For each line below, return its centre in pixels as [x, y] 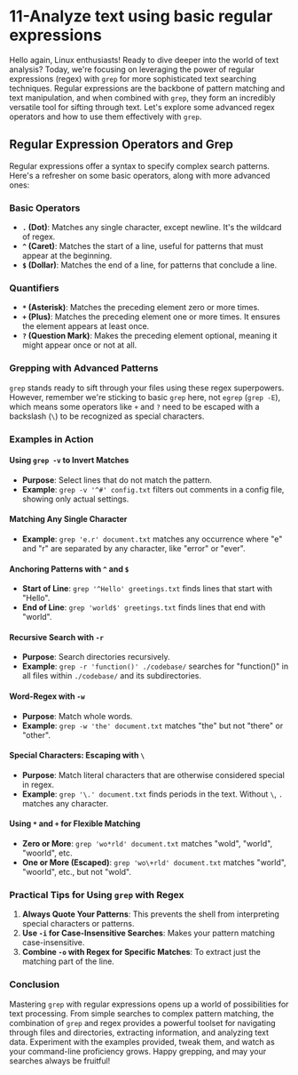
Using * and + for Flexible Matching [75, 823]
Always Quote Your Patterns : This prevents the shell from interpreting [150, 914]
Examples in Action [51, 439]
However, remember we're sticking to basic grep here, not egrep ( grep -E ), [145, 397]
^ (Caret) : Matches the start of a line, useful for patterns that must [142, 246]
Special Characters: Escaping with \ [77, 755]
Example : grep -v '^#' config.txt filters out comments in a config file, [153, 489]
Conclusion [35, 984]
